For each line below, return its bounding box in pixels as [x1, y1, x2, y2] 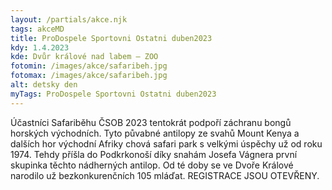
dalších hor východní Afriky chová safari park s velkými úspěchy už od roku [10, 137, 323, 150]
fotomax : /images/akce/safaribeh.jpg [10, 71, 168, 81]
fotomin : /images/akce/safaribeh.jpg [10, 61, 168, 71]
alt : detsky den [10, 80, 78, 90]
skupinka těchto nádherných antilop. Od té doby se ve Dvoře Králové [10, 159, 294, 171]
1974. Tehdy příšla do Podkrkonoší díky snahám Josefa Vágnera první [10, 148, 298, 160]
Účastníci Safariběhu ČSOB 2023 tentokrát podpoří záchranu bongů [10, 116, 292, 128]
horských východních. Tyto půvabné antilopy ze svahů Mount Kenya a [10, 127, 300, 139]
